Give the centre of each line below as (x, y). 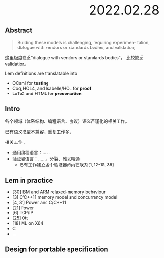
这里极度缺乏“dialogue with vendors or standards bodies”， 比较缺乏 (74, 57)
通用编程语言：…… (31, 152)
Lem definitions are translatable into (41, 73)
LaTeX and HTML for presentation (47, 93)
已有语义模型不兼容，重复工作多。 (39, 132)
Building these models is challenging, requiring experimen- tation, (83, 42)
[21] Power (23, 208)
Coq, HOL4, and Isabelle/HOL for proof (52, 88)
